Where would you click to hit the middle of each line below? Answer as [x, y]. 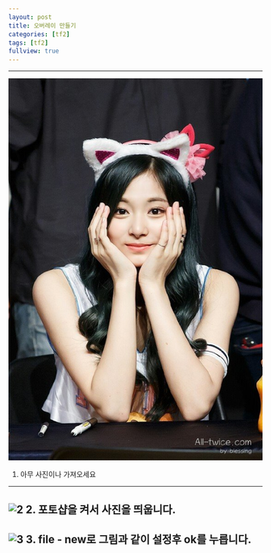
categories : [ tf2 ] [39, 34]
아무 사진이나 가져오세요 [58, 474]
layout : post [30, 17]
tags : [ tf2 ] [28, 43]
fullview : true [34, 51]
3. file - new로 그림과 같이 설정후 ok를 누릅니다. [138, 540]
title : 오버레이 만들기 [42, 25]
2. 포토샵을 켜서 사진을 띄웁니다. [100, 510]
